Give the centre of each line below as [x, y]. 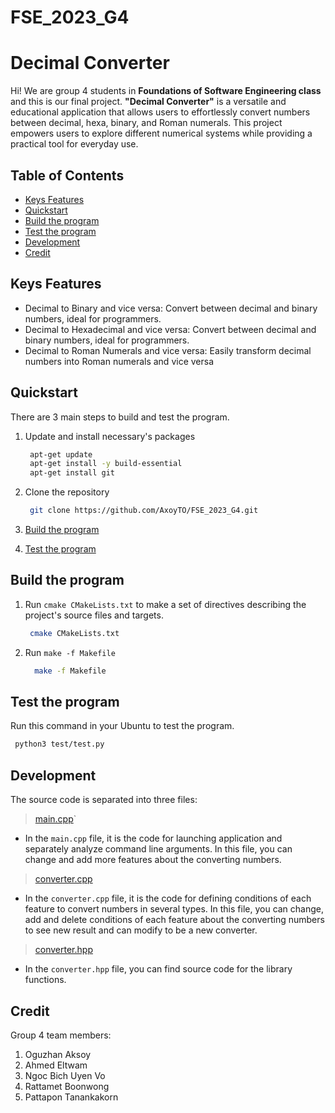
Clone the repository [67, 492]
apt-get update [61, 454]
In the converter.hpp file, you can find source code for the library [158, 969]
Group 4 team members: [61, 1035]
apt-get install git [72, 473]
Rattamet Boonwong [67, 1086]
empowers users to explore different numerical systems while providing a [161, 133]
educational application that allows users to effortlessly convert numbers [160, 112]
